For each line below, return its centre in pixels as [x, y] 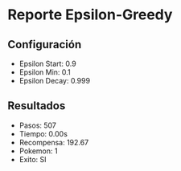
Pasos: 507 [38, 125]
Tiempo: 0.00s [43, 133]
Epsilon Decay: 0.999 [54, 81]
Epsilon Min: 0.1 [45, 72]
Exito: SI [33, 159]
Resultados [37, 106]
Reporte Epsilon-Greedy [90, 15]
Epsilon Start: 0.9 [48, 63]
